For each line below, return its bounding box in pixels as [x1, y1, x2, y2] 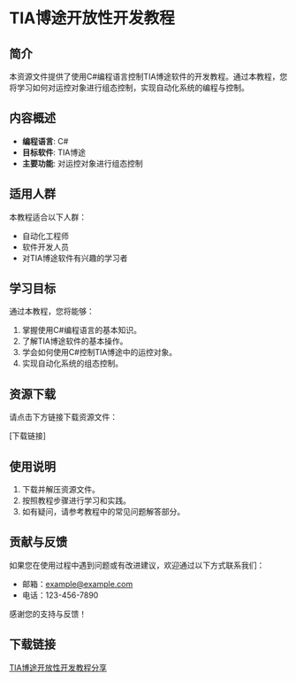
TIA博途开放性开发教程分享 [9, 662, 108, 673]
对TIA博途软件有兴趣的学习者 [21, 252, 128, 263]
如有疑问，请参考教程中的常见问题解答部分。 [21, 507, 186, 517]
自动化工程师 [21, 230, 69, 241]
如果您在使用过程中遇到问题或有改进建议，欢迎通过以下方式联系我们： [9, 560, 265, 570]
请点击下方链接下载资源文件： [9, 412, 118, 422]
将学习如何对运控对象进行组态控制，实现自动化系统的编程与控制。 [9, 82, 249, 93]
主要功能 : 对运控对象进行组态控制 [21, 158, 143, 168]
